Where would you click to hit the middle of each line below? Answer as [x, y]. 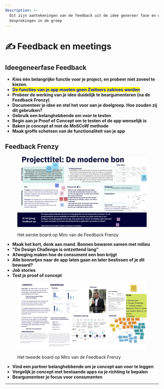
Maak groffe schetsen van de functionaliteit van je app [69, 131]
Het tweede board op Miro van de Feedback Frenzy [69, 357]
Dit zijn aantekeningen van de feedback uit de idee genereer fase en [83, 15]
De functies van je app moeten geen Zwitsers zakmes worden [76, 90]
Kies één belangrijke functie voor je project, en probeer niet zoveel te [83, 79]
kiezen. [20, 84]
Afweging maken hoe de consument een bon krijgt [64, 254]
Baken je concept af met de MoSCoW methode [60, 126]
